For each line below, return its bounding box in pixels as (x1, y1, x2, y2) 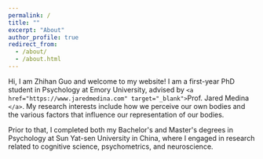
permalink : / (8, 11, 51, 20)
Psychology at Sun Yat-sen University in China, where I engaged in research (8, 133, 255, 143)
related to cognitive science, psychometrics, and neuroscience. (8, 142, 214, 151)
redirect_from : (8, 41, 58, 49)
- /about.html (15, 56, 61, 63)
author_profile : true (8, 33, 79, 42)
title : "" (8, 19, 41, 27)
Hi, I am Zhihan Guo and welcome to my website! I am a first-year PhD (8, 76, 236, 86)
